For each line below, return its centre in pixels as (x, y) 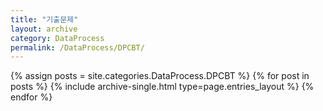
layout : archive (44, 29)
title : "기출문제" (44, 19)
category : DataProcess (57, 38)
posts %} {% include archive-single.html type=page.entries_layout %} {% (162, 87)
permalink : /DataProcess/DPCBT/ (77, 47)
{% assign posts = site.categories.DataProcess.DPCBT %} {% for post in (160, 76)
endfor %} (31, 97)
